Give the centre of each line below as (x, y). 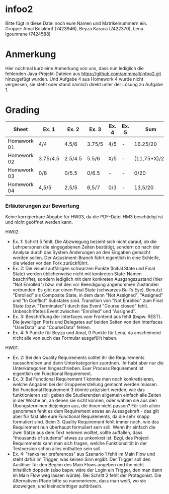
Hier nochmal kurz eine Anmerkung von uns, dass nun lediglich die (75, 68)
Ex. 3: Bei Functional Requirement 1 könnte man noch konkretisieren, (83, 379)
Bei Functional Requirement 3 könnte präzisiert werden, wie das (78, 390)
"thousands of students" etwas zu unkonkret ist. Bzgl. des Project (81, 438)
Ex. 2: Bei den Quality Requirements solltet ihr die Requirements (78, 358)
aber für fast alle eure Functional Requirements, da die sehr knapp (81, 416)
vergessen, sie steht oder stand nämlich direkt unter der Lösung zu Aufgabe (84, 84)
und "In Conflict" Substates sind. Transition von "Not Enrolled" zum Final (88, 300)
